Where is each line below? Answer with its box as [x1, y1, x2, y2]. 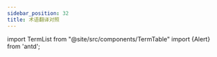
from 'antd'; [7, 42, 41, 50]
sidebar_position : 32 [7, 9, 69, 17]
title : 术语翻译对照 [7, 16, 60, 23]
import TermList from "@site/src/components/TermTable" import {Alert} [7, 35, 211, 43]
